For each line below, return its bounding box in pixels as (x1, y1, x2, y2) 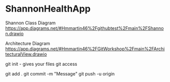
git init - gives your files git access (5, 61, 77, 67)
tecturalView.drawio (5, 51, 47, 57)
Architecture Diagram (5, 40, 50, 46)
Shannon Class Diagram (5, 20, 56, 26)
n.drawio (5, 30, 24, 36)
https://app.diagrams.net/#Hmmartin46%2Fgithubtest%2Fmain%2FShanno (5, 25, 164, 31)
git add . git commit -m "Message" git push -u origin (5, 70, 115, 76)
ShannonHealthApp (5, 3, 91, 15)
